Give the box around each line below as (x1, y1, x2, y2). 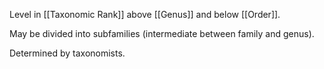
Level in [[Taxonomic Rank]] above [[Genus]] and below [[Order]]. (9, 9, 281, 20)
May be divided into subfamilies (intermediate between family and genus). (9, 28, 315, 39)
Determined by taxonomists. (9, 47, 126, 59)
